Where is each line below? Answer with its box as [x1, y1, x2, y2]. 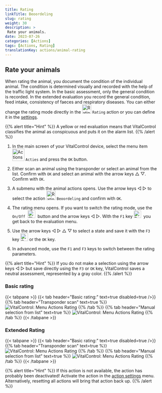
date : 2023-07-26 [5, 34, 40, 39]
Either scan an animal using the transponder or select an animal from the [12, 166, 157, 172]
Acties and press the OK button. [25, 156, 88, 163]
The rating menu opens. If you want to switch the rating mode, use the [12, 205, 152, 211]
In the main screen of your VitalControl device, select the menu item [12, 144, 148, 149]
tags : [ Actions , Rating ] [5, 43, 55, 48]
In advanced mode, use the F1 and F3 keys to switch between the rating [12, 246, 155, 252]
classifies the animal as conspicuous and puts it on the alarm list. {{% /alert [5, 129, 155, 135]
